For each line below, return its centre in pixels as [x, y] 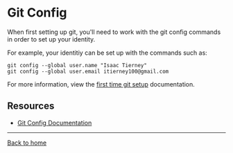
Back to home [27, 143]
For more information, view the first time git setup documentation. [101, 84]
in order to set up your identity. [51, 39]
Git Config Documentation [54, 123]
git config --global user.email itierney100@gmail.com [88, 71]
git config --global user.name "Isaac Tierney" [77, 65]
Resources [31, 106]
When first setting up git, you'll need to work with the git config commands [114, 32]
